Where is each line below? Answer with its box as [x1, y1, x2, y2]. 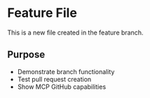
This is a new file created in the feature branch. [7, 28, 144, 37]
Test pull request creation [17, 75, 92, 83]
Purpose [7, 49, 46, 61]
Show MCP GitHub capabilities [17, 82, 107, 91]
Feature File [7, 5, 77, 21]
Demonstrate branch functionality [17, 67, 115, 75]
